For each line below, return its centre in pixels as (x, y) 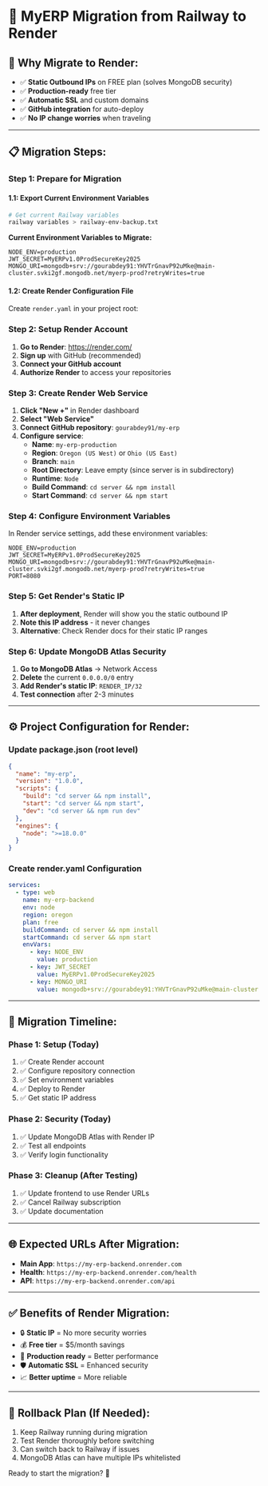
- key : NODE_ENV (56, 952)
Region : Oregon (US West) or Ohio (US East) (104, 453)
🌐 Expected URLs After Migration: (94, 1244)
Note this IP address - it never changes (85, 622)
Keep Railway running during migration (83, 1432)
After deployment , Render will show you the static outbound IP (124, 613)
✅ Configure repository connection (77, 1071)
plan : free (41, 922)
